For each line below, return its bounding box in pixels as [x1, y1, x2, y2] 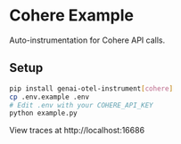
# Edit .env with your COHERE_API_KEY [9, 100, 153, 109]
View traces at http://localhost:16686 [9, 125, 145, 136]
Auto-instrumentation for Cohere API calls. [9, 35, 166, 45]
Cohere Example [9, 5, 134, 26]
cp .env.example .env [9, 92, 90, 101]
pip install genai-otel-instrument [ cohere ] [9, 84, 174, 93]
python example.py [9, 108, 78, 118]
